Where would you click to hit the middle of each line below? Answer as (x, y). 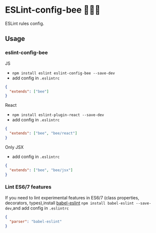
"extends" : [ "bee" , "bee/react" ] (43, 134)
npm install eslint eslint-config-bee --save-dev (64, 73)
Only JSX (14, 147)
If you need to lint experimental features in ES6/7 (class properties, (72, 197)
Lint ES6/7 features (28, 187)
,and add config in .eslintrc (40, 208)
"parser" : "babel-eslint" (36, 221)
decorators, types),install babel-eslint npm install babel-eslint (69, 203)
